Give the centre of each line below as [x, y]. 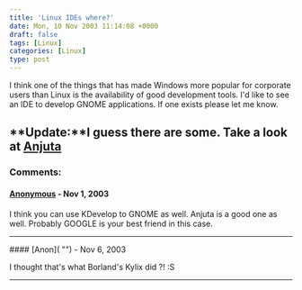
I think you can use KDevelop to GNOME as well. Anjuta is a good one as [143, 213]
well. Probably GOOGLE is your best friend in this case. [111, 223]
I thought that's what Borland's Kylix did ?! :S [92, 267]
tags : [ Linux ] [36, 43]
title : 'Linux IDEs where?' [62, 18]
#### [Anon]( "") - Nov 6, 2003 [68, 249]
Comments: [36, 172]
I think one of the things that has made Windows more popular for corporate [150, 85]
